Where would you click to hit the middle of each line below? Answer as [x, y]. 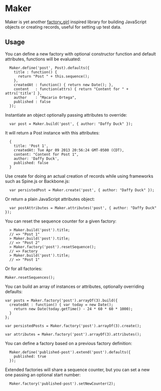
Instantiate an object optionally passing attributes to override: [66, 115]
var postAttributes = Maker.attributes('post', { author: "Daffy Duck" [83, 208]
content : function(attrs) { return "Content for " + [71, 89]
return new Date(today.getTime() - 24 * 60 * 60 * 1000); [73, 309]
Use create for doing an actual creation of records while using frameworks [79, 176]
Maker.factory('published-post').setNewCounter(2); [63, 383]
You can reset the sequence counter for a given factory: [61, 221]
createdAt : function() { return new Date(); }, [64, 85]
